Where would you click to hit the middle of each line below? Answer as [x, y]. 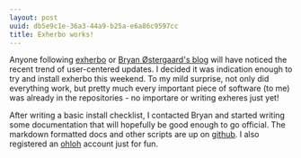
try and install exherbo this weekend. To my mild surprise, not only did [139, 79]
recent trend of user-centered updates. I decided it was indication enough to [151, 69]
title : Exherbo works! [52, 34]
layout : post [34, 18]
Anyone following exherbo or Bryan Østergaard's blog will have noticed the [148, 60]
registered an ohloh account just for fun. [84, 144]
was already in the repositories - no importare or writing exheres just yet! [144, 98]
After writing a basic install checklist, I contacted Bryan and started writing [147, 115]
